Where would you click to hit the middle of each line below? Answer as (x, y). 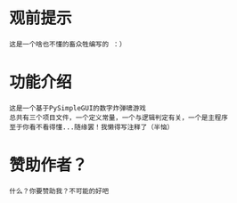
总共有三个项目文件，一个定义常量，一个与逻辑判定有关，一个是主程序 (119, 118)
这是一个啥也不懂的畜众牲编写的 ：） (68, 44)
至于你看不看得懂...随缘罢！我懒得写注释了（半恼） (91, 127)
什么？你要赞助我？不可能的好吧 (59, 191)
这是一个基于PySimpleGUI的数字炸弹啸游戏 (78, 108)
